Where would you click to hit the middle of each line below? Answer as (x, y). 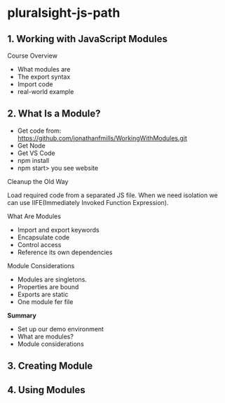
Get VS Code (36, 153)
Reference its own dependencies (65, 252)
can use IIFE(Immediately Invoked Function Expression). (88, 202)
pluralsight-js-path (64, 13)
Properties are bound (48, 286)
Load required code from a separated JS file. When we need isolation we (113, 195)
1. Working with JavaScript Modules (88, 39)
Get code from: (39, 131)
